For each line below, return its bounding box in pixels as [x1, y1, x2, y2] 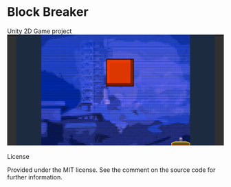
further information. [7, 173, 63, 181]
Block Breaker [7, 4, 89, 20]
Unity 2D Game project [7, 27, 72, 35]
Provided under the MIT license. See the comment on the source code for [7, 166, 216, 174]
